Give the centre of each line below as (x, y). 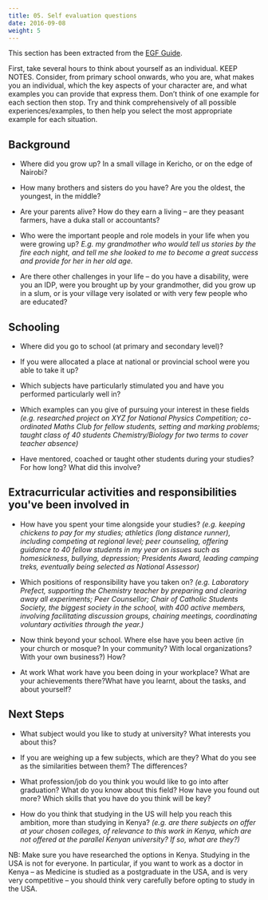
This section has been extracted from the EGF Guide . (96, 53)
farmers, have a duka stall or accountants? (90, 220)
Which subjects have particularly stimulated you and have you (122, 385)
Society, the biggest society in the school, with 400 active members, (132, 607)
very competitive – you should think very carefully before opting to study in (132, 880)
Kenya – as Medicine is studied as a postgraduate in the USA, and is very (128, 871)
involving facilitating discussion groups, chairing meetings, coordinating (138, 616)
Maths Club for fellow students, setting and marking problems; (157, 426)
